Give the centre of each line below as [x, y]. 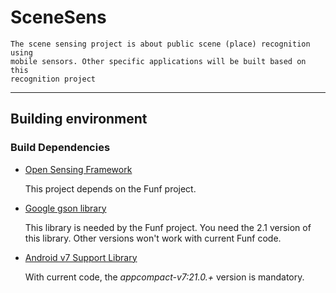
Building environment [79, 119]
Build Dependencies [60, 148]
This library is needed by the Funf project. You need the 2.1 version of [168, 227]
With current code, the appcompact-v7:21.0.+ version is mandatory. [164, 277]
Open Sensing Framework [78, 169]
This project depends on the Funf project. [110, 188]
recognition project [53, 79]
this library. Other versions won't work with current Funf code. [153, 238]
